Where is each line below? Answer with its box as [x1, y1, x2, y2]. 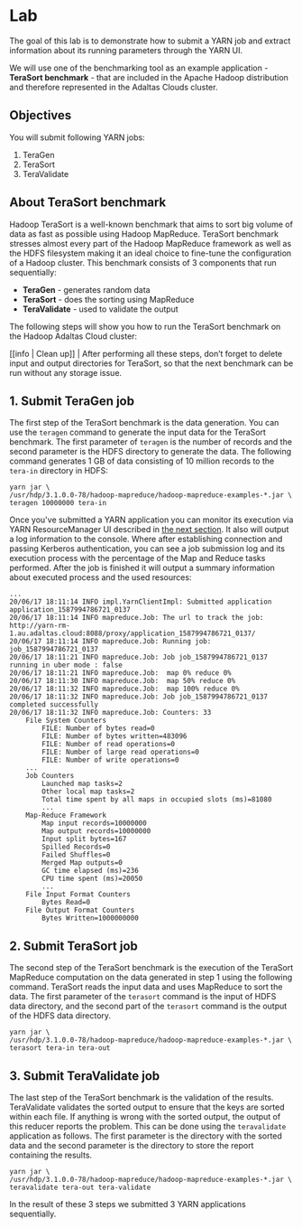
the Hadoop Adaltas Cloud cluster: [9, 331, 138, 342]
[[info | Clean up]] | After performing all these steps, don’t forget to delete [9, 348, 282, 359]
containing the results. [9, 1149, 93, 1160]
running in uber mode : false [9, 661, 124, 670]
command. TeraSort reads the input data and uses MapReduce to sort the [9, 981, 283, 992]
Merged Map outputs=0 [41, 858, 124, 867]
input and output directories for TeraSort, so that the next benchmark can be [9, 358, 294, 369]
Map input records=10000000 [41, 819, 147, 828]
